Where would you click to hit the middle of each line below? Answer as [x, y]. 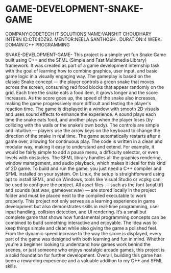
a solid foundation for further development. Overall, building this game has [83, 255]
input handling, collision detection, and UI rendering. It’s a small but [76, 212]
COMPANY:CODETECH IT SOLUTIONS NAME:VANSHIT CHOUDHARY [78, 34]
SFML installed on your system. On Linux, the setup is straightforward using [85, 173]
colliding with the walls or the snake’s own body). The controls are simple [82, 125]
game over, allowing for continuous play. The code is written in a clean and [84, 141]
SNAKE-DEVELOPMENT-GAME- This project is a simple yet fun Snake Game [86, 55]
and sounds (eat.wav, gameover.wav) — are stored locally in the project [81, 190]
